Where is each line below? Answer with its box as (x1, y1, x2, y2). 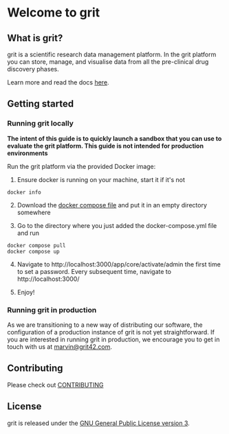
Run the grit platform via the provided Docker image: (7, 162, 156, 170)
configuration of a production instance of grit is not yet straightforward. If (7, 328, 215, 336)
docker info (7, 189, 41, 196)
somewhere (17, 208, 51, 216)
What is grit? (7, 32, 63, 44)
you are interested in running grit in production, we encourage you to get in (7, 335, 220, 343)
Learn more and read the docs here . (7, 78, 109, 87)
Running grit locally (7, 119, 74, 128)
